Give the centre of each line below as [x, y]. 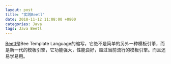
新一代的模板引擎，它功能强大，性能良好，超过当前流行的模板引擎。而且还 [88, 50]
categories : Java [24, 24]
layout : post [19, 10]
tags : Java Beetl [24, 29]
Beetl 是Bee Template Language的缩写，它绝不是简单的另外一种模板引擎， [83, 44]
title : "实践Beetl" [25, 15]
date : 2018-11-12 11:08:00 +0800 [41, 19]
